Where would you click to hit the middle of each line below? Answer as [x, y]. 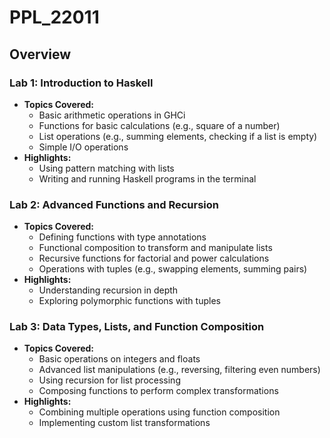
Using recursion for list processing [109, 380]
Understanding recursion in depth [108, 290]
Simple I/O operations [83, 147]
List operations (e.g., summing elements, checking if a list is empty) [178, 136]
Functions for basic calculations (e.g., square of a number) [159, 125]
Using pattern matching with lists [106, 168]
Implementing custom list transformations [124, 423]
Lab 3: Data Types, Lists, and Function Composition [137, 327]
